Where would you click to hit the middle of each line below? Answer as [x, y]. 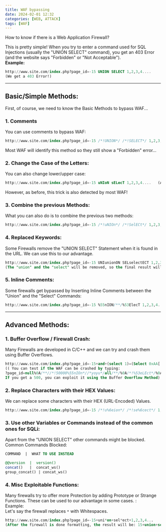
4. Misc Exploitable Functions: [42, 485]
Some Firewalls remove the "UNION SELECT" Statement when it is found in [82, 248]
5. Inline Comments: [30, 280]
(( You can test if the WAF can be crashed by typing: [63, 369]
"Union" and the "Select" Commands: [43, 296]
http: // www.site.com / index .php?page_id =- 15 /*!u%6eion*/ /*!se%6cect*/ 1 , [84, 410]
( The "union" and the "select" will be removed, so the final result [78, 267]
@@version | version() [31, 463]
